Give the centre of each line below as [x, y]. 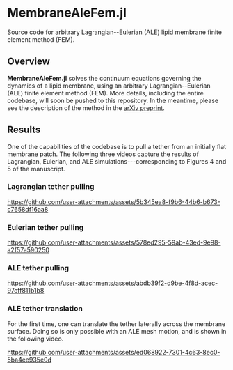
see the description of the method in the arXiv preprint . [86, 108]
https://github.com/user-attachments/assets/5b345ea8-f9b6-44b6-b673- [114, 202]
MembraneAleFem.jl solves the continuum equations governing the [104, 78]
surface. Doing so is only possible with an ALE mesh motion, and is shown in [117, 331]
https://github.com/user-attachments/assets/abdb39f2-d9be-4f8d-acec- [113, 283]
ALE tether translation [45, 309]
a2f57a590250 [29, 250]
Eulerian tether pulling [46, 227]
